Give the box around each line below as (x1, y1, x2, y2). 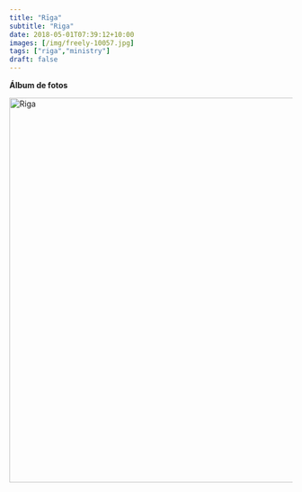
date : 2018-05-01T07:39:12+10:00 (9, 30, 135, 39)
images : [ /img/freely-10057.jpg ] (9, 38, 135, 48)
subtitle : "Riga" (9, 22, 75, 31)
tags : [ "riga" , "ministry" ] (9, 47, 111, 56)
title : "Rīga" (9, 13, 63, 23)
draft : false (9, 55, 58, 64)
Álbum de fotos (9, 80, 68, 90)
